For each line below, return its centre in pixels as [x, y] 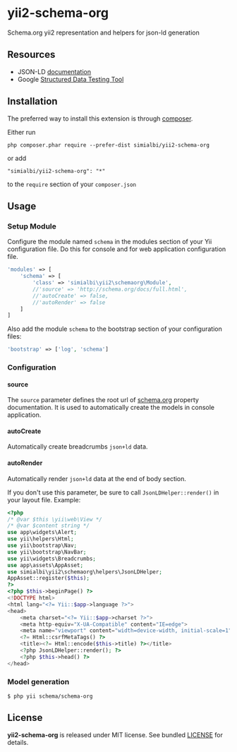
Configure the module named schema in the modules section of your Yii [110, 242]
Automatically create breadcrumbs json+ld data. [78, 447]
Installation [32, 101]
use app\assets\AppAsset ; [45, 565]
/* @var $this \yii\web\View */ [55, 519]
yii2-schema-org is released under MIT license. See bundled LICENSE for [115, 734]
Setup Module [32, 226]
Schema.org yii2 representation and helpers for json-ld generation [103, 32]
